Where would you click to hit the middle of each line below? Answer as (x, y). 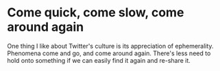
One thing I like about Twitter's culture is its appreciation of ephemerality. (110, 46)
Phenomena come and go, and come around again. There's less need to (109, 53)
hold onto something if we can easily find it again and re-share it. (99, 60)
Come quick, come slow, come (96, 13)
